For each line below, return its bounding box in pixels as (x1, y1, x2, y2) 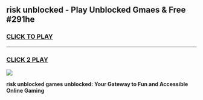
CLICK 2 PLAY (6, 55, 48, 64)
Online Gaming (6, 87, 45, 94)
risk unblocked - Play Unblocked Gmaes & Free (6, 5, 186, 15)
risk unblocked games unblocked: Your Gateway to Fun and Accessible (6, 80, 188, 87)
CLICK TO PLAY (6, 33, 53, 41)
